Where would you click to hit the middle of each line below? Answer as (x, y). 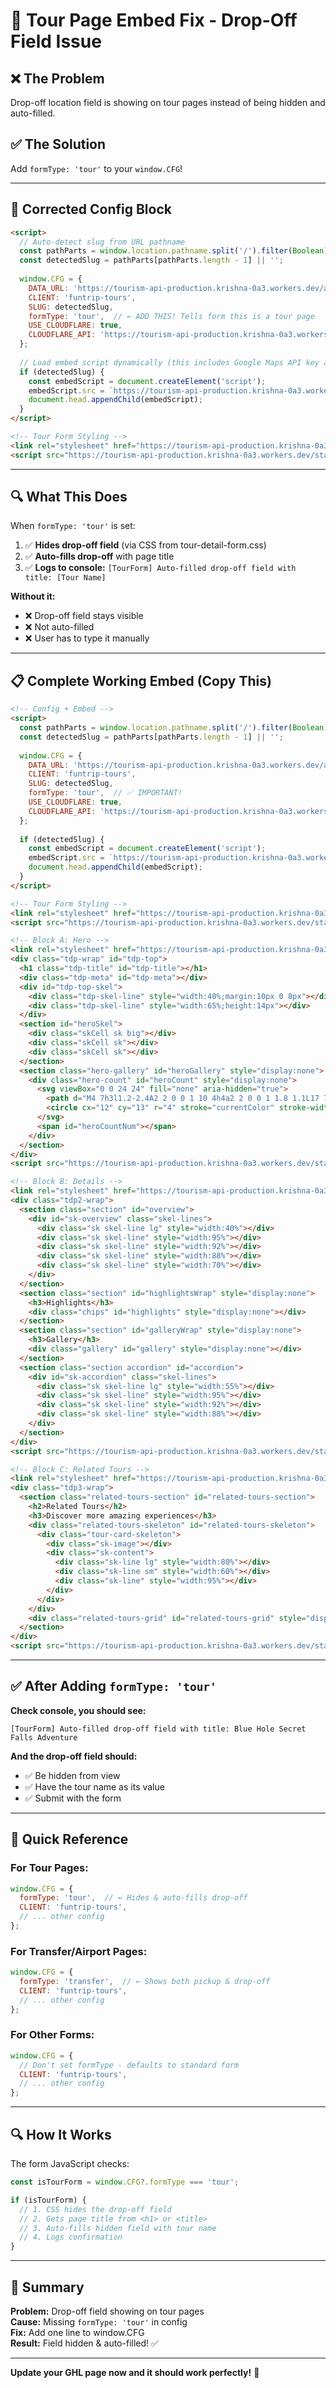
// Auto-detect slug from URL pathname (102, 242)
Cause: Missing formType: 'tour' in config (99, 2321)
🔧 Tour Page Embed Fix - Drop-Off (154, 20)
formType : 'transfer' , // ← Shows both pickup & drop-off (145, 1982)
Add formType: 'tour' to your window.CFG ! (96, 168)
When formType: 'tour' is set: (73, 526)
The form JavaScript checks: (70, 2164)
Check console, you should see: (78, 1710)
